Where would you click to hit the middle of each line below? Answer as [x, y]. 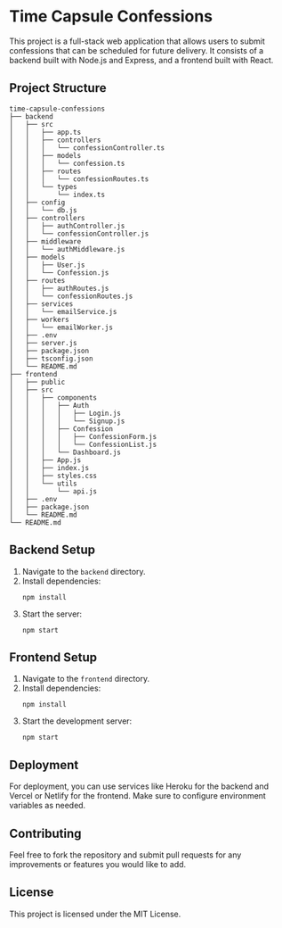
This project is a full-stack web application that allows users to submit [137, 41]
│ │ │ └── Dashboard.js [65, 452]
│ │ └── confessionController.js [79, 234]
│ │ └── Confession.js [59, 273]
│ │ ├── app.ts [45, 132]
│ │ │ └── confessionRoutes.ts [79, 179]
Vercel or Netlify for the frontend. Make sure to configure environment [138, 796]
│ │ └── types [43, 186]
